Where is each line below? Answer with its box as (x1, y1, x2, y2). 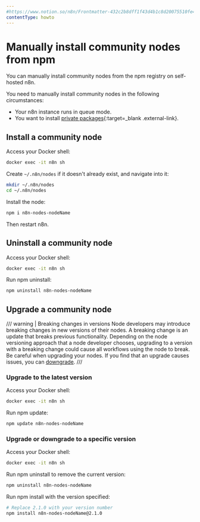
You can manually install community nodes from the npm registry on (6, 72, 174, 80)
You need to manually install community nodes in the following (6, 90, 160, 97)
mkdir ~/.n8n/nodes (6, 182, 55, 188)
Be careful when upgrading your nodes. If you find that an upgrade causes (6, 352, 189, 359)
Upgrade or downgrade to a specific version (6, 435, 136, 443)
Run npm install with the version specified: (6, 493, 110, 500)
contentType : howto (6, 14, 55, 20)
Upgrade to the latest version (6, 373, 92, 381)
